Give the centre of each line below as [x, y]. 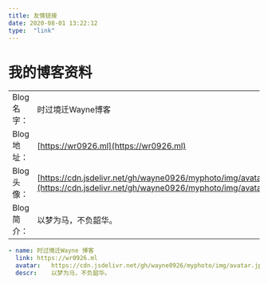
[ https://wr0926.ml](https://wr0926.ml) [112, 146]
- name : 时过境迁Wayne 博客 [51, 251]
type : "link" [32, 30]
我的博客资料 [51, 72]
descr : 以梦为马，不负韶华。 [63, 273]
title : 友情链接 [33, 16]
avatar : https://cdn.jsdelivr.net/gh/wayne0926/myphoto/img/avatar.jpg [140, 266]
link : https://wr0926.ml [57, 258]
